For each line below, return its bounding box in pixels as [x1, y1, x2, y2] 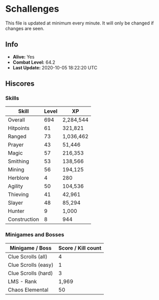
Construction [8, 216, 39, 223]
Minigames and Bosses [5, 231, 64, 238]
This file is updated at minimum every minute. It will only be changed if [5, 20, 154, 26]
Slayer [8, 199, 23, 207]
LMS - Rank [8, 278, 37, 285]
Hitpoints [8, 124, 30, 132]
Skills [5, 95, 19, 102]
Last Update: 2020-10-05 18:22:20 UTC [12, 64, 98, 70]
